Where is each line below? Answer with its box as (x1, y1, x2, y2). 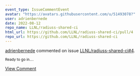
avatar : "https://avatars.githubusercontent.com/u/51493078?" (5, 12, 136, 17)
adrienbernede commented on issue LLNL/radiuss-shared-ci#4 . (5, 47, 136, 54)
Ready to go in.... (5, 57, 34, 62)
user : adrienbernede (5, 16, 48, 21)
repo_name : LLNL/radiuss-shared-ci (5, 25, 78, 30)
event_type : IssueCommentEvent (5, 7, 70, 12)
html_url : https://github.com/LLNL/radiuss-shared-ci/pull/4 (5, 30, 134, 35)
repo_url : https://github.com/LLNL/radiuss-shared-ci (5, 35, 118, 39)
